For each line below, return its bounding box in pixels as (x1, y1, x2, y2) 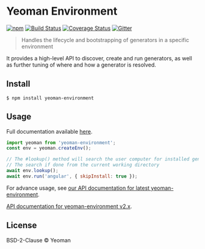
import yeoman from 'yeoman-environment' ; (6, 139, 116, 146)
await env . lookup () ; (6, 168, 59, 174)
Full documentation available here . (6, 128, 93, 135)
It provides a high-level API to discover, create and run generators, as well (6, 54, 192, 62)
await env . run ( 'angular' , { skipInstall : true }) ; (6, 173, 138, 179)
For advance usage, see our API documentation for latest (6, 184, 150, 192)
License (6, 220, 37, 231)
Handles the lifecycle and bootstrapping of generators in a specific (21, 36, 189, 43)
